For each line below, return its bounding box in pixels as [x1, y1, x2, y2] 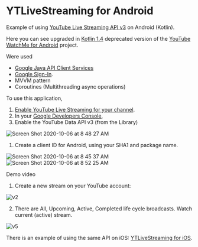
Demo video [6, 170, 36, 178]
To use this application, [6, 95, 63, 102]
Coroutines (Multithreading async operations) [14, 83, 126, 90]
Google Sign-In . [14, 70, 53, 77]
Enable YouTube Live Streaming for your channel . [14, 106, 135, 113]
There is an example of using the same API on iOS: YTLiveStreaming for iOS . [6, 234, 193, 241]
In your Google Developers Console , [14, 112, 103, 119]
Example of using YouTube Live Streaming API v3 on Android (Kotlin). [6, 24, 175, 31]
